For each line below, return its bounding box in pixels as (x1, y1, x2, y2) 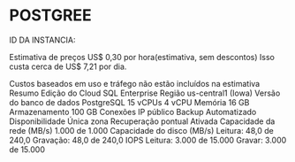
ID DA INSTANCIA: (9, 35, 76, 45)
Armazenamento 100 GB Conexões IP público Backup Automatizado (9, 106, 257, 117)
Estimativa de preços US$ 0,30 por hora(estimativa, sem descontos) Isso (9, 51, 276, 62)
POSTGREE (9, 5, 93, 26)
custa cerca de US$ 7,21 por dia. (9, 61, 127, 72)
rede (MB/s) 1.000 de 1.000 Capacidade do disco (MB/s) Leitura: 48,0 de (9, 125, 274, 135)
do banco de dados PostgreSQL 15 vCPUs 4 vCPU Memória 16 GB (9, 96, 250, 107)
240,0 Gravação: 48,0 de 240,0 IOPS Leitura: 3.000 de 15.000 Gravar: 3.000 (9, 135, 287, 145)
